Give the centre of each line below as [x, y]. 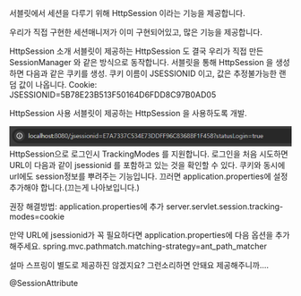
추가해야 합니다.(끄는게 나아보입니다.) [75, 188]
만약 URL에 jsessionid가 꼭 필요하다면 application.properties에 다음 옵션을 [141, 235]
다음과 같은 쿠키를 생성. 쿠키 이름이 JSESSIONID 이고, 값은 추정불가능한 [151, 73]
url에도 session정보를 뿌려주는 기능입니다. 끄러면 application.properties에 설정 [149, 176]
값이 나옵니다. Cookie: [58, 85]
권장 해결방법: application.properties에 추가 [86, 207]
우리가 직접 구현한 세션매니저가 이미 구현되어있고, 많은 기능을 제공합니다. [136, 32]
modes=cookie [37, 216]
